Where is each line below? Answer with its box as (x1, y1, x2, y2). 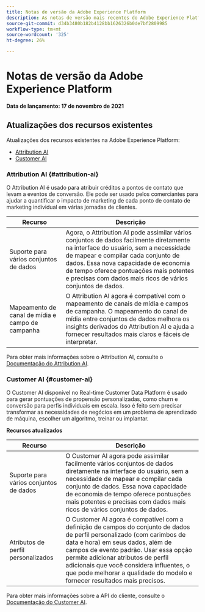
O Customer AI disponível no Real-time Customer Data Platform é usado (6, 389, 187, 397)
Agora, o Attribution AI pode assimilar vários (65, 228, 192, 237)
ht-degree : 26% (6, 37, 45, 43)
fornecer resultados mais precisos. (65, 577, 166, 585)
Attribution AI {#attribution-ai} (6, 170, 99, 178)
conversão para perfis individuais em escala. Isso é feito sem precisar (6, 402, 182, 409)
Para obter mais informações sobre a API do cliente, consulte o (6, 592, 165, 600)
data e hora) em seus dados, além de (65, 538, 172, 547)
